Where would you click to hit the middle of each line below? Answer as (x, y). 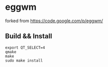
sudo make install (24, 61)
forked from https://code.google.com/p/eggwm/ (54, 21)
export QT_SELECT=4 (25, 48)
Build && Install (29, 36)
